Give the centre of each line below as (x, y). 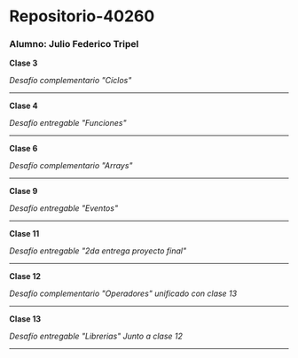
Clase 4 (24, 106)
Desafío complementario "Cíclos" (71, 81)
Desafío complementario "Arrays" (71, 166)
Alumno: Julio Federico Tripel (74, 44)
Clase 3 (24, 63)
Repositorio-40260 (82, 16)
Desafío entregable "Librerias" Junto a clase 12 (96, 336)
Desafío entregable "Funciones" (68, 123)
